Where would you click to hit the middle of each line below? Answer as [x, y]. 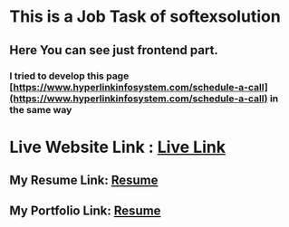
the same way [41, 109]
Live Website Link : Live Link [118, 147]
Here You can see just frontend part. [114, 50]
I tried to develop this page [69, 76]
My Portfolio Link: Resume [85, 211]
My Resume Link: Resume [84, 180]
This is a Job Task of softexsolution [145, 17]
